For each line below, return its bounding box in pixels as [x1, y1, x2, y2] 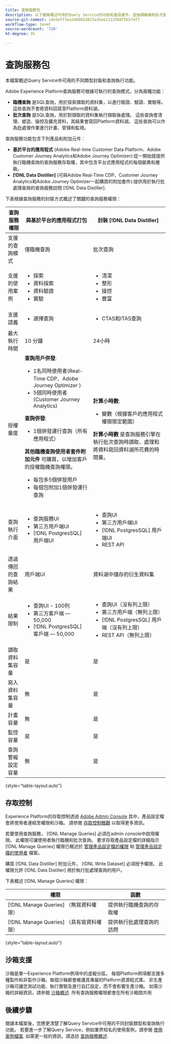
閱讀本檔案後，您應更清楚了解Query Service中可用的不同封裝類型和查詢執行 [5, 1020, 165, 1027]
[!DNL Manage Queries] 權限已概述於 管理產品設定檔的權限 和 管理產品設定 [5, 843, 163, 850]
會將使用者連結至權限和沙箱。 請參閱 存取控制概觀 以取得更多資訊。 [5, 819, 148, 825]
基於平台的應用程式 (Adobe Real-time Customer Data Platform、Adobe [12, 146, 161, 153]
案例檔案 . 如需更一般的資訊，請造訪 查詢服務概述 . [5, 1033, 108, 1039]
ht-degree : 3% [5, 31, 36, 36]
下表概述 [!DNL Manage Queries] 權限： [5, 878, 89, 884]
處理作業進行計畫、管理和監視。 [21, 124, 89, 130]
